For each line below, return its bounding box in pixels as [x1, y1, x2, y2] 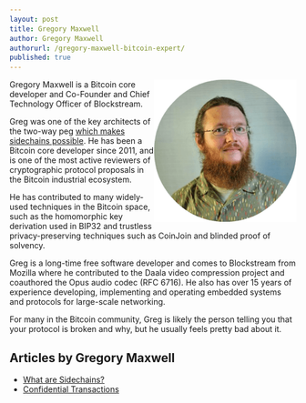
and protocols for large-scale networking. [9, 297, 166, 307]
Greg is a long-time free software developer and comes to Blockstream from [9, 257, 296, 268]
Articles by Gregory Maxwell [9, 350, 176, 366]
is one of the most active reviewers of [9, 155, 151, 166]
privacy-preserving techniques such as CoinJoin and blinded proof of [9, 230, 271, 241]
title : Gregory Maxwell [9, 24, 100, 34]
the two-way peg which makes [9, 126, 126, 136]
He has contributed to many [9, 192, 114, 203]
